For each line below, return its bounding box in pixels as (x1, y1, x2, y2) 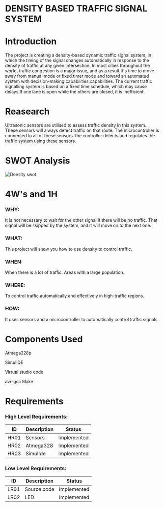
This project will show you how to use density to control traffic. (5, 246, 133, 252)
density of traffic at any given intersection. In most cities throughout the (5, 62, 150, 69)
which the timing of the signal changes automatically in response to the (5, 58, 149, 63)
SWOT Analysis (5, 155, 70, 166)
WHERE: (5, 282, 26, 288)
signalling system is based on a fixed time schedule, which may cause (5, 84, 147, 89)
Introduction (5, 36, 57, 47)
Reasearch (5, 106, 50, 117)
